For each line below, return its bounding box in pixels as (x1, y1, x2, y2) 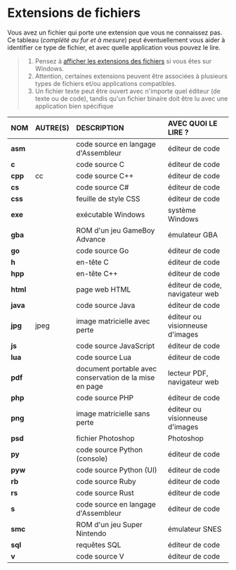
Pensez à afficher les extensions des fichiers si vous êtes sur (34, 56, 212, 65)
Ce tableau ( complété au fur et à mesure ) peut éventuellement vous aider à (7, 35, 225, 44)
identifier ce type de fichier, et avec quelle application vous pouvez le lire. (7, 43, 221, 51)
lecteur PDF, (167, 368, 209, 378)
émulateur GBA (167, 230, 218, 240)
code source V (76, 551, 124, 561)
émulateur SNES (167, 523, 222, 533)
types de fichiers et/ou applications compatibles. (34, 79, 177, 87)
